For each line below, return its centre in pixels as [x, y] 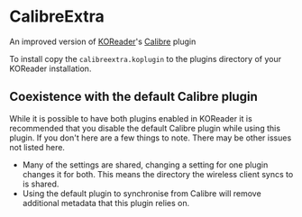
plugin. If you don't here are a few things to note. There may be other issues [151, 138]
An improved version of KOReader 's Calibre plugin [103, 41]
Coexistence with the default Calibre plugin [134, 97]
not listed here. [37, 147]
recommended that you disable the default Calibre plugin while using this [145, 128]
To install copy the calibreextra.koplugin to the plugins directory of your [146, 59]
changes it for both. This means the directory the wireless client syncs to [158, 174]
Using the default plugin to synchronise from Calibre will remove [142, 193]
